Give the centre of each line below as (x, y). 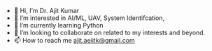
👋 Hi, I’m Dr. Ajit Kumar (47, 11)
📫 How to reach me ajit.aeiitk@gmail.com (74, 40)
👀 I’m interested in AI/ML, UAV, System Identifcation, (89, 18)
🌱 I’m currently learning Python (58, 25)
